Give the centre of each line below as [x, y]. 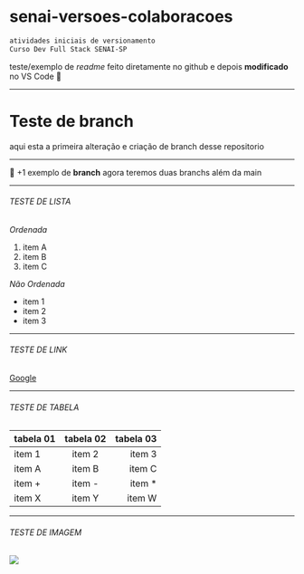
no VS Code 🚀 [35, 76]
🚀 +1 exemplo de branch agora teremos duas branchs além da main [136, 172]
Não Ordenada [37, 283]
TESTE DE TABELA [44, 407]
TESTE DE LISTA [40, 202]
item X [28, 498]
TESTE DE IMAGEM [46, 532]
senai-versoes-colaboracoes [121, 17]
